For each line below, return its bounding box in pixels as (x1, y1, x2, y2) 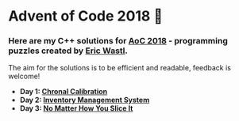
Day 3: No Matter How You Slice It (19, 104, 133, 113)
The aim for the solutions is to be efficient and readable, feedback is (8, 63, 232, 73)
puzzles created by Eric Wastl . (8, 45, 129, 56)
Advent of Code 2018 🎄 (8, 7, 164, 25)
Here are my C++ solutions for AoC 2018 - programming (8, 36, 229, 47)
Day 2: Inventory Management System (19, 95, 150, 105)
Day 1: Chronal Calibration (19, 87, 108, 96)
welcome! (8, 71, 40, 81)
